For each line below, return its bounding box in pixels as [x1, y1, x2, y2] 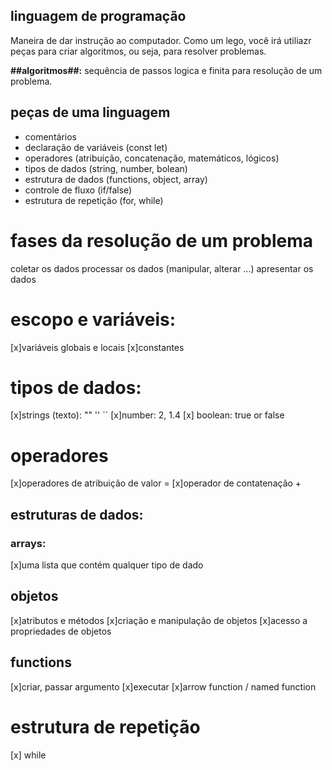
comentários [24, 130, 77, 143]
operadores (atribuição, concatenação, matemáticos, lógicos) [24, 152, 280, 164]
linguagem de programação [10, 8, 187, 25]
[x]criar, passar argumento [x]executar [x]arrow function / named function [10, 680, 317, 693]
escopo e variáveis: [10, 308, 177, 331]
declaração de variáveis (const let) [24, 141, 168, 153]
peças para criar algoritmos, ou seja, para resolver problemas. [10, 45, 267, 57]
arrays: [10, 536, 47, 550]
